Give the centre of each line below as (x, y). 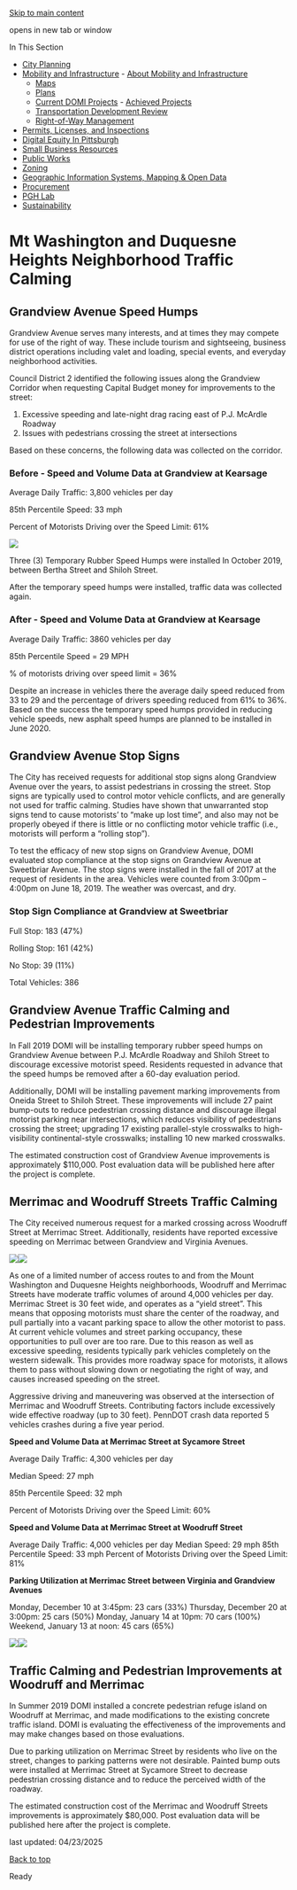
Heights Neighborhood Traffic (122, 260)
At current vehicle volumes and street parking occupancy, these (126, 1332)
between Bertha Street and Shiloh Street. (84, 570)
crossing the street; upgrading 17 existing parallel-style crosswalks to (136, 1128)
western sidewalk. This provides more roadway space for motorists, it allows (148, 1360)
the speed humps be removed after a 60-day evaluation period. (125, 1073)
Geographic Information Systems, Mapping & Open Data (124, 177)
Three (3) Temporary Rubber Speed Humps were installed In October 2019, (146, 561)
